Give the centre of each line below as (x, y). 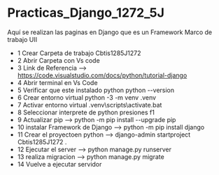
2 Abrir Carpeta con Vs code (58, 60)
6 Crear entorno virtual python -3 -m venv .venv (86, 97)
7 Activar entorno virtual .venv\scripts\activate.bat (90, 105)
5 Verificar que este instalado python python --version (96, 90)
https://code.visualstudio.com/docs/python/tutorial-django (102, 75)
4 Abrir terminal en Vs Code (57, 82)
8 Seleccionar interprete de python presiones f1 (86, 112)
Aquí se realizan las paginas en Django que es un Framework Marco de (110, 32)
